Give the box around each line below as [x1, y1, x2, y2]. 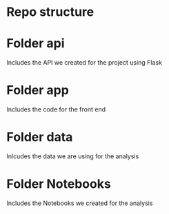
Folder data [6, 129, 73, 145]
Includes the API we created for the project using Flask [6, 58, 163, 67]
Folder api [6, 36, 65, 52]
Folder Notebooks [6, 176, 111, 192]
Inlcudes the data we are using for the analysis [6, 152, 139, 160]
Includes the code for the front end [6, 105, 106, 114]
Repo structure [6, 4, 95, 20]
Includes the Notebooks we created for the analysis [6, 199, 153, 207]
